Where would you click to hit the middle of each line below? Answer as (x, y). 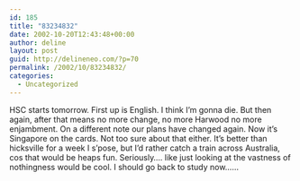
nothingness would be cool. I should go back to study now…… (124, 167)
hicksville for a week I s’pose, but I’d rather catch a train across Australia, (145, 148)
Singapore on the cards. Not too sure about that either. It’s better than (138, 138)
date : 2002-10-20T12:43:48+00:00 (72, 34)
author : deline (38, 43)
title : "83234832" (44, 26)
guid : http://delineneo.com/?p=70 (74, 59)
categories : (32, 76)
